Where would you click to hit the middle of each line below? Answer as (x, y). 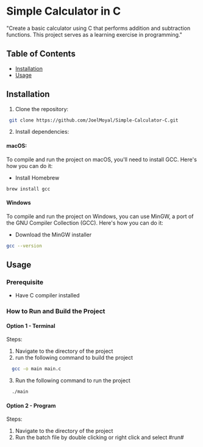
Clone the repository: (42, 109)
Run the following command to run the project (73, 380)
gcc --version (24, 245)
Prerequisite (25, 282)
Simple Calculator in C (63, 11)
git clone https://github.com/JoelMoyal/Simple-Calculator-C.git (94, 120)
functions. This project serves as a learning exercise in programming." (94, 34)
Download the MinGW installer (53, 234)
